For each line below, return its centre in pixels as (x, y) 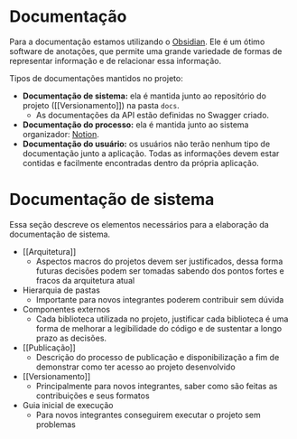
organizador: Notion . (60, 134)
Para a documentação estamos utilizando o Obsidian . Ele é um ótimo (137, 42)
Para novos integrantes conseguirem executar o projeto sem (148, 415)
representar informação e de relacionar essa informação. (116, 61)
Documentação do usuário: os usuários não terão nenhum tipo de (146, 144)
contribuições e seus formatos (93, 396)
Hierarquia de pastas (61, 290)
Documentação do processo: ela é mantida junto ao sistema (135, 125)
